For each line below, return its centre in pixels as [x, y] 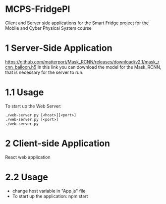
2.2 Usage [27, 177]
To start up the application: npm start [50, 196]
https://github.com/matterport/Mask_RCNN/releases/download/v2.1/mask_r [82, 62]
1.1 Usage [25, 92]
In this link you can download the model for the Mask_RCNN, [99, 67]
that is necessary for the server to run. [44, 72]
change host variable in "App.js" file [49, 191]
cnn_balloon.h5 [21, 67]
